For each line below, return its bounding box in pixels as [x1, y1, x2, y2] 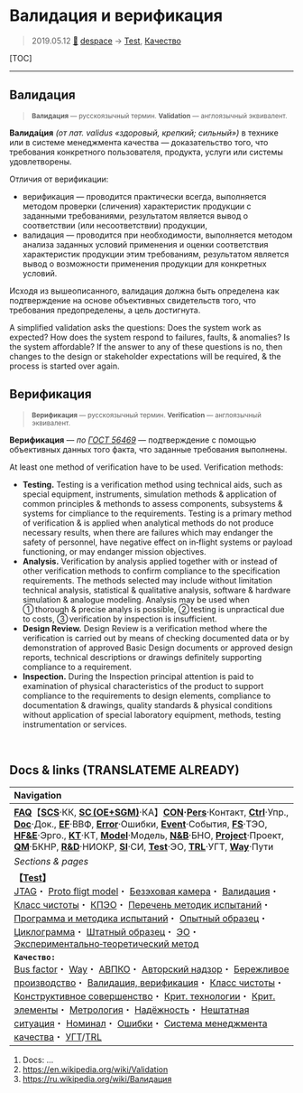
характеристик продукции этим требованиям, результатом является [22, 248, 289, 259]
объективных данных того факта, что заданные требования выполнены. [9, 444, 288, 454]
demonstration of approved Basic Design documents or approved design [22, 642, 293, 653]
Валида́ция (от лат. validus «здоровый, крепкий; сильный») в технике [9, 127, 280, 138]
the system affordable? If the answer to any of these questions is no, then [9, 341, 283, 352]
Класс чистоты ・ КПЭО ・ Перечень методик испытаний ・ [14, 899, 271, 911]
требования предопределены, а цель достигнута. [9, 304, 201, 315]
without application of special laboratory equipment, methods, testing [22, 709, 281, 720]
